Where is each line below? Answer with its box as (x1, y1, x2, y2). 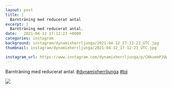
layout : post (5, 7, 33, 13)
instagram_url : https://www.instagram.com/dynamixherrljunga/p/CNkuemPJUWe (5, 54, 170, 60)
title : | (5, 12, 24, 17)
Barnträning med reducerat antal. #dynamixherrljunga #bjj (5, 68, 128, 74)
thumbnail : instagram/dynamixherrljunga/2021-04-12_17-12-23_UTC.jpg (5, 45, 157, 50)
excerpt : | (5, 21, 29, 27)
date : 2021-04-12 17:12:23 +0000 (5, 31, 81, 36)
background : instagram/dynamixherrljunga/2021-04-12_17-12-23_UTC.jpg (5, 41, 159, 46)
